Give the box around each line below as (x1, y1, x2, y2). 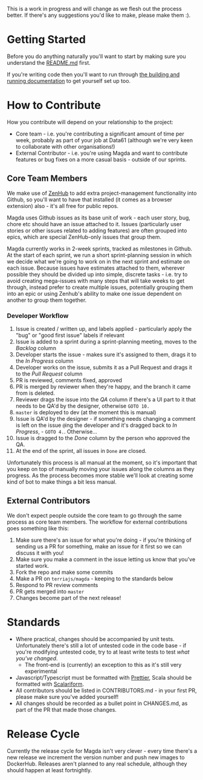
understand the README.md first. (7, 59, 91, 66)
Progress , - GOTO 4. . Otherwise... (15, 427, 97, 435)
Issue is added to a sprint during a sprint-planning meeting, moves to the (15, 338, 197, 345)
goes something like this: (7, 524, 69, 531)
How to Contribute (7, 99, 101, 112)
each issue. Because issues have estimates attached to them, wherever (7, 264, 185, 271)
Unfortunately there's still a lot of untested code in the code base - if (15, 642, 187, 649)
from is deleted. (15, 389, 55, 397)
